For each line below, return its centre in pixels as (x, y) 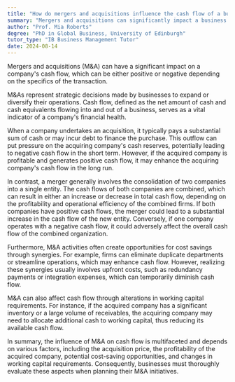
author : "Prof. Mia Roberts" (50, 27)
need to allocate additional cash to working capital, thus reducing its (106, 320)
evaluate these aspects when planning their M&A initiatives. (93, 371)
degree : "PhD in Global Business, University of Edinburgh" (97, 33)
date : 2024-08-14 (33, 46)
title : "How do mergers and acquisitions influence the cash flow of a (114, 14)
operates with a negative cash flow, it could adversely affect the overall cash (118, 226)
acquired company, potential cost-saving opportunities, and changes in (110, 356)
